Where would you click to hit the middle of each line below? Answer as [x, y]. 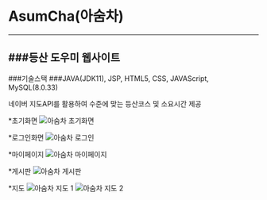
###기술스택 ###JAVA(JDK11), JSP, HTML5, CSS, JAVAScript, [108, 78]
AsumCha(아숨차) [66, 16]
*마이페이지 [26, 154]
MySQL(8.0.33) [33, 87]
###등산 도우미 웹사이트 [64, 58]
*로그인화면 [26, 137]
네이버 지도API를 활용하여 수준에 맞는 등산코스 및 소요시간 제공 [105, 103]
